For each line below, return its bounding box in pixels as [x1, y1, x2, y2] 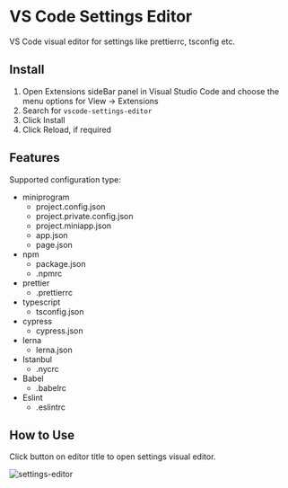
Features [9, 150, 60, 165]
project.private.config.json [35, 210, 134, 221]
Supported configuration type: [9, 173, 121, 185]
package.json [35, 258, 86, 269]
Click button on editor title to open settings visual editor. [9, 451, 216, 462]
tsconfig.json [35, 306, 84, 316]
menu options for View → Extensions [22, 95, 159, 106]
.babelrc [35, 382, 67, 393]
